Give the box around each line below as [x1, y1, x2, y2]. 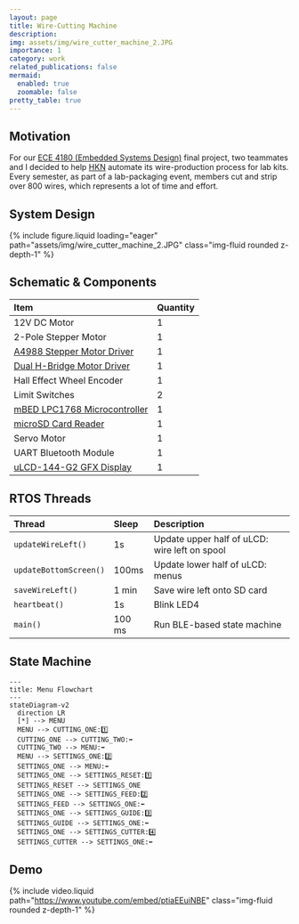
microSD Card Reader [13, 417, 105, 430]
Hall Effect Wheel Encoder [13, 374, 124, 386]
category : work [9, 54, 66, 63]
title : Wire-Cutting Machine [9, 21, 117, 30]
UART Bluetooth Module [13, 446, 115, 458]
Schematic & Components [9, 275, 158, 290]
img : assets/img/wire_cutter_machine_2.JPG [9, 37, 174, 47]
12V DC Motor [13, 316, 75, 328]
